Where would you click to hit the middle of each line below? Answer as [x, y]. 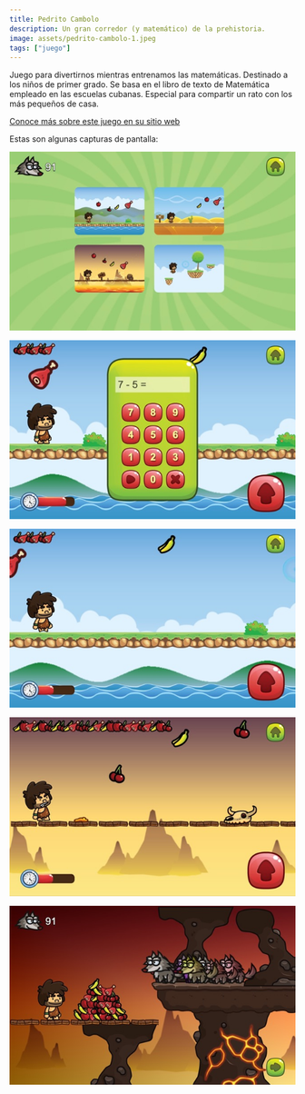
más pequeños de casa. [54, 104]
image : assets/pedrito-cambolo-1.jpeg [83, 38]
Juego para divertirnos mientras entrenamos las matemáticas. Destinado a [149, 75]
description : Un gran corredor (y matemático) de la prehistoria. [138, 29]
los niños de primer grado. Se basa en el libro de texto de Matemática [140, 85]
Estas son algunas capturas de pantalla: [84, 139]
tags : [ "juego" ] [40, 48]
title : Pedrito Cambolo [54, 19]
